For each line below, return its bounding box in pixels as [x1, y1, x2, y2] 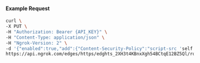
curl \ [5, 18, 22, 24]
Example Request [5, 5, 50, 12]
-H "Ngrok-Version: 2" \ [5, 40, 67, 46]
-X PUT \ [5, 24, 27, 30]
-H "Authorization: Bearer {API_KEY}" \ [5, 29, 108, 35]
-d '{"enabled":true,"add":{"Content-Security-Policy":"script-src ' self [5, 45, 193, 52]
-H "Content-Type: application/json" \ [5, 34, 105, 40]
